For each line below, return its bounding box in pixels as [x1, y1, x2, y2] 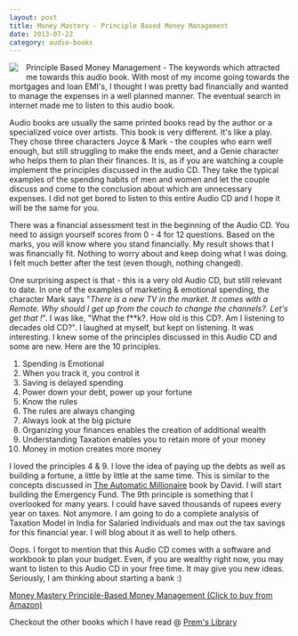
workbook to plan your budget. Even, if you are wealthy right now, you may [9, 554, 285, 565]
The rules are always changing [21, 406, 135, 417]
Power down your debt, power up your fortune [21, 387, 193, 397]
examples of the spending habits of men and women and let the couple [9, 175, 270, 185]
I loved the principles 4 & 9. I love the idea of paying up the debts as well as [9, 461, 286, 472]
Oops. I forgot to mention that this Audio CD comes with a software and [9, 544, 271, 555]
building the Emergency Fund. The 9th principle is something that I [9, 489, 254, 500]
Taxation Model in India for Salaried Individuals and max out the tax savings [9, 518, 286, 528]
